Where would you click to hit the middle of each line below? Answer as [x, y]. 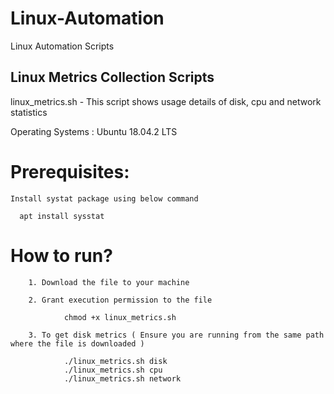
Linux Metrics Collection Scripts [112, 77]
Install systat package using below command [104, 198]
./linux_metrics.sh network [122, 378]
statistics [29, 112]
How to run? [61, 255]
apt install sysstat [62, 216]
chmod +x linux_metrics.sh [120, 317]
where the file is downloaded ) [77, 343]
